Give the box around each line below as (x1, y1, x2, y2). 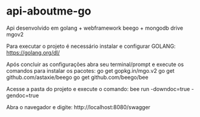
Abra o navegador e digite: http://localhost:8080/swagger (6, 103, 150, 110)
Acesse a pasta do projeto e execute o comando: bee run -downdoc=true (6, 85, 190, 92)
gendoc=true (6, 92, 39, 99)
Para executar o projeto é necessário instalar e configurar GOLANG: (6, 42, 176, 50)
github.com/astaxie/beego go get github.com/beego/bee (6, 73, 148, 81)
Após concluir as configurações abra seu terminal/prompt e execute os (6, 61, 184, 68)
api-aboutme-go (6, 4, 92, 18)
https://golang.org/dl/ (6, 48, 60, 56)
